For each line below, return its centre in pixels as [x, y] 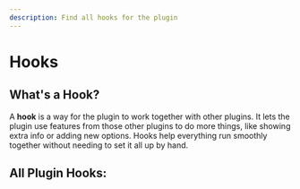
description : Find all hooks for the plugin [94, 17]
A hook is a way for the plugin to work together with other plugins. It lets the [150, 116]
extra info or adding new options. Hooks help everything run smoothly [138, 135]
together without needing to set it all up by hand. [99, 145]
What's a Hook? [55, 95]
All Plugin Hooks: [58, 173]
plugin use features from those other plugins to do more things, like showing [150, 125]
